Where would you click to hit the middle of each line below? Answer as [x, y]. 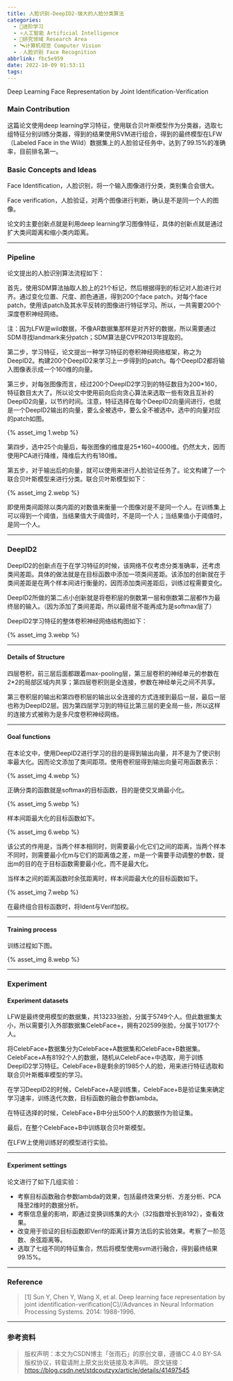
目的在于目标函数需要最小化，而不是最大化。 [88, 864]
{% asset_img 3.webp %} [43, 634]
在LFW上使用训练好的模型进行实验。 [59, 1143]
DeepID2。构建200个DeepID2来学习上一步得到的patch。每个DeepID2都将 [113, 361]
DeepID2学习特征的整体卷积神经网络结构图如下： [77, 620]
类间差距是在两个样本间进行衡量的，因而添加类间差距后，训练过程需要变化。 [116, 582]
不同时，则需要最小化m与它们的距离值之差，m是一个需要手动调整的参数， [113, 855]
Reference [25, 1282]
